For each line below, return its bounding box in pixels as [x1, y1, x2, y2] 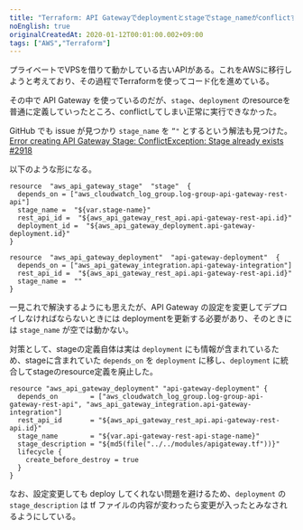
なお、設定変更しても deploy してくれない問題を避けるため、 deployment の [9, 488, 287, 499]
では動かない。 [78, 325, 133, 336]
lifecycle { [17, 448, 63, 457]
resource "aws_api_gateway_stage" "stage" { [9, 182, 192, 191]
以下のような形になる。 [9, 164, 96, 175]
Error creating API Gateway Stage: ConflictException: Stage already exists [9, 136, 284, 147]
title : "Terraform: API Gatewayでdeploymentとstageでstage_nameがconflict [9, 13, 291, 23]
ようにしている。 [16, 511, 81, 522]
